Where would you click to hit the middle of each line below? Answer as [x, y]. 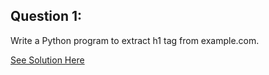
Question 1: [46, 16]
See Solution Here [47, 60]
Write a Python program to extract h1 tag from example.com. [135, 40]
